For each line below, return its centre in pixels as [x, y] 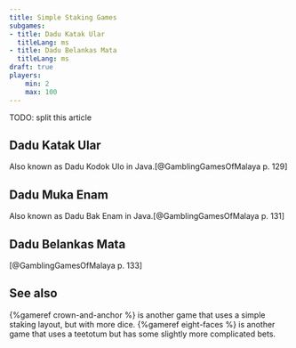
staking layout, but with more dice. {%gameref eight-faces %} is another [142, 324]
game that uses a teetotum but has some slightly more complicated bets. [143, 334]
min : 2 [37, 84]
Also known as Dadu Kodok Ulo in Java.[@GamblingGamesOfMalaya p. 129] [148, 166]
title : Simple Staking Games [63, 17]
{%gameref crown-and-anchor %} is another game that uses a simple [137, 315]
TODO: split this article [50, 117]
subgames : [28, 26]
